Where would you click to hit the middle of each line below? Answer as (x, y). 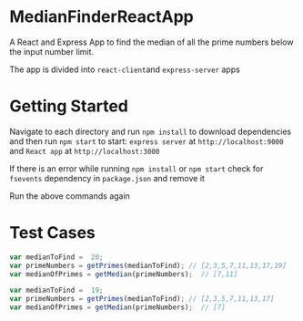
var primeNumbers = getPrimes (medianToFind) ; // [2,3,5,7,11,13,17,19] (148, 265)
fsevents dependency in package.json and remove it (107, 178)
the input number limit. (51, 51)
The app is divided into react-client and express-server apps (125, 69)
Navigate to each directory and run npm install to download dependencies (151, 131)
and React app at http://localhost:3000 (85, 150)
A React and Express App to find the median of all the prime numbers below (151, 42)
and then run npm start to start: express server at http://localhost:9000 (146, 141)
